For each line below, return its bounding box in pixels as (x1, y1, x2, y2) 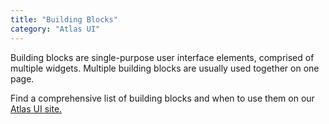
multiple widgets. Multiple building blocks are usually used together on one (10, 62, 320, 74)
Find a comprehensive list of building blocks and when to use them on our (10, 92, 315, 104)
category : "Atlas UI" (10, 24, 101, 34)
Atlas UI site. (10, 102, 63, 115)
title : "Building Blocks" (10, 14, 118, 25)
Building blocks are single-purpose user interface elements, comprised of (10, 51, 315, 63)
